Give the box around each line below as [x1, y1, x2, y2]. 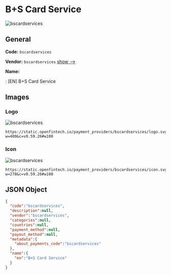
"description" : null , [10, 208, 53, 213]
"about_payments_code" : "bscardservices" [14, 241, 101, 247]
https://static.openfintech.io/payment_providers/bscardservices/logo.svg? [5, 130, 169, 135]
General [5, 35, 32, 44]
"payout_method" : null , [10, 232, 58, 237]
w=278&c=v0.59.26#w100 [5, 171, 53, 176]
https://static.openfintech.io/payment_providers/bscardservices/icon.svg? [5, 167, 169, 172]
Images [5, 93, 30, 102]
